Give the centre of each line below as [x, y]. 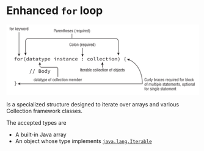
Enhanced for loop [55, 11]
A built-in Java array [41, 134]
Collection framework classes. [44, 111]
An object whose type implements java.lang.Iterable [83, 141]
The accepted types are [36, 122]
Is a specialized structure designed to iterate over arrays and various [93, 104]
